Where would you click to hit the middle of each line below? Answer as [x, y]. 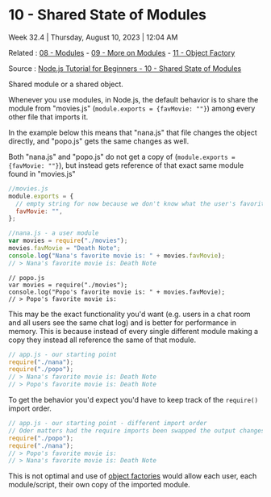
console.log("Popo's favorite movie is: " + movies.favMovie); [117, 292]
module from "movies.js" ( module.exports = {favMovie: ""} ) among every [132, 108]
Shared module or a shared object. [66, 84]
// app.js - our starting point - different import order [108, 424]
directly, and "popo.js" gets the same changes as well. [99, 141]
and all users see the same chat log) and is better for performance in [122, 322]
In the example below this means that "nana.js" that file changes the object [133, 132]
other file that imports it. [48, 117]
